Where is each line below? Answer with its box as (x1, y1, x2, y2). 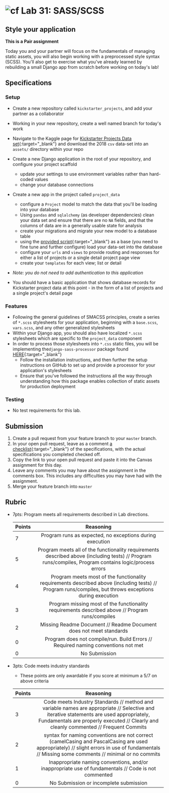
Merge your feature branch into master (12, 483, 93, 490)
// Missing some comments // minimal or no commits (36, 750, 160, 757)
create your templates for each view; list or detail (20, 259, 122, 266)
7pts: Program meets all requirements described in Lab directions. (12, 511, 149, 517)
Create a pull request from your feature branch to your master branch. (12, 435, 157, 442)
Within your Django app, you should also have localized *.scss (12, 330, 142, 336)
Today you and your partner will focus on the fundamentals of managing (5, 48, 155, 54)
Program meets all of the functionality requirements (37, 546, 159, 553)
